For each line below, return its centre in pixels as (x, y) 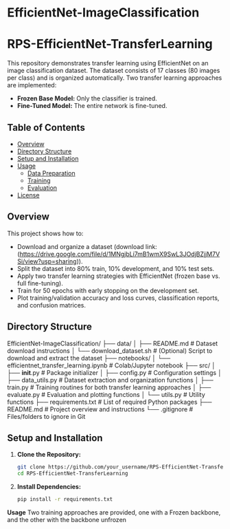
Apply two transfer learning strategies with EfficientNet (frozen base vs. (119, 276)
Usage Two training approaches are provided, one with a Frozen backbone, (114, 512)
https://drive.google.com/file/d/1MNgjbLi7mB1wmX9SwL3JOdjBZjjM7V (120, 254)
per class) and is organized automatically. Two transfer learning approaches (115, 78)
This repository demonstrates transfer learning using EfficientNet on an (108, 63)
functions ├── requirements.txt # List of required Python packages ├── (110, 402)
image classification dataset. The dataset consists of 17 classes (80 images (114, 71)
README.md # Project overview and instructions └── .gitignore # (100, 409)
